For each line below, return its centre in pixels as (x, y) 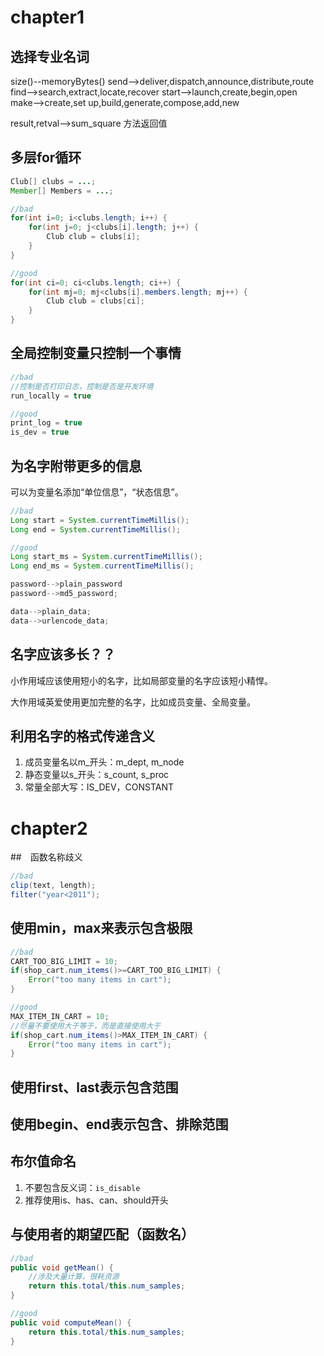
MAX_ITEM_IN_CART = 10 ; (60, 1016)
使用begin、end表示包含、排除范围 (119, 1124)
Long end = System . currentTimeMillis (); (96, 529)
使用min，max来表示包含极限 (101, 928)
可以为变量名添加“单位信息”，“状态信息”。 (97, 492)
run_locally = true (51, 396)
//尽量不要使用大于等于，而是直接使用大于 (86, 1026)
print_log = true (46, 423)
